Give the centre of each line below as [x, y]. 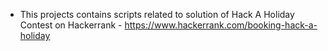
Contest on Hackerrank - [71, 25]
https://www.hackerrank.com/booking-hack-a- [221, 25]
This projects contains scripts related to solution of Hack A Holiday [157, 14]
